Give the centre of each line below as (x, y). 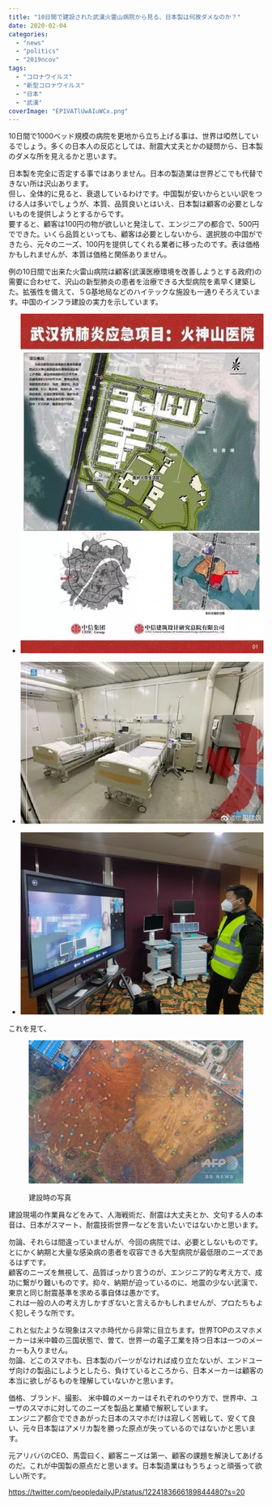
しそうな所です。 (51, 1312)
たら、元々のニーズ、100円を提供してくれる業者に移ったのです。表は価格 (138, 244)
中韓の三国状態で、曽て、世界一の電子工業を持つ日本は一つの (146, 1340)
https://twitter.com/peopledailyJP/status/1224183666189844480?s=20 (127, 1492)
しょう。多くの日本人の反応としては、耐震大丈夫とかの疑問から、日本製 (142, 147)
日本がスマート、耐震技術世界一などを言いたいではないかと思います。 (146, 1224)
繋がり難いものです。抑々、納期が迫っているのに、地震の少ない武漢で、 (142, 1282)
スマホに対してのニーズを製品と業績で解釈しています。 (121, 1408)
